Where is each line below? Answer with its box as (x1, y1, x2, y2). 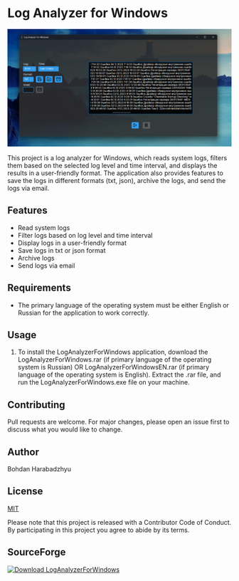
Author (7, 446, 39, 458)
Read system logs (17, 223, 70, 232)
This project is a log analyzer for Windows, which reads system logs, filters (7, 154, 228, 162)
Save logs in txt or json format (17, 246, 106, 254)
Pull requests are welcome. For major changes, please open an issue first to (7, 418, 230, 426)
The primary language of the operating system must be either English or (17, 300, 230, 309)
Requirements (7, 282, 71, 294)
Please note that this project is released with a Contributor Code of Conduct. (7, 518, 232, 526)
